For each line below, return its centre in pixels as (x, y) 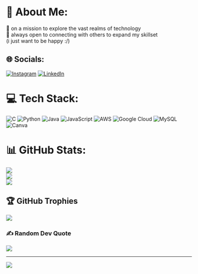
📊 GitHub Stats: (46, 150)
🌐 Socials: (25, 59)
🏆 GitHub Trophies (42, 201)
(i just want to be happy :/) (38, 41)
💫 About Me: (37, 12)
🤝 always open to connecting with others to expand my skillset (82, 34)
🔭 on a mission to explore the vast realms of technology (74, 28)
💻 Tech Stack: (42, 98)
